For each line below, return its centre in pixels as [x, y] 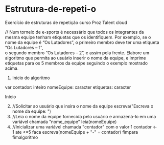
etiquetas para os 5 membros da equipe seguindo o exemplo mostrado [76, 63]
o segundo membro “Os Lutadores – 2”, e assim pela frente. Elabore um [77, 53]
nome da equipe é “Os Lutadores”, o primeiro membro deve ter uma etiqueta [82, 42]
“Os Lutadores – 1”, [24, 47]
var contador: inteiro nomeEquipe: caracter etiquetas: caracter [68, 87]
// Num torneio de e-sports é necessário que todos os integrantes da [75, 32]
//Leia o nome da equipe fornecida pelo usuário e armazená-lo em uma [84, 116]
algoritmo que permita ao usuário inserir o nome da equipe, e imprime [76, 58]
